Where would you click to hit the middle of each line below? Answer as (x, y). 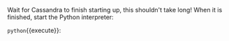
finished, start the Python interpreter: (60, 17)
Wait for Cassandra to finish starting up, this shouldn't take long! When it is (115, 10)
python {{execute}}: (34, 30)
